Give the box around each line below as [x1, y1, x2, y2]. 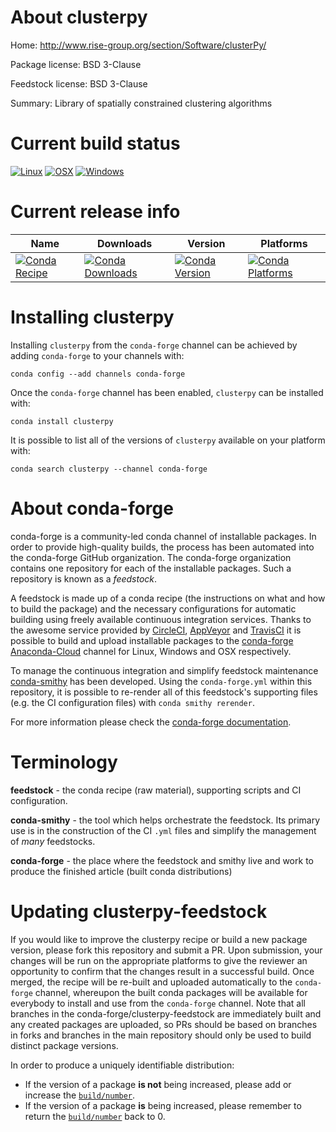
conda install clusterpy [10, 416, 114, 426]
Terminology [10, 751, 118, 773]
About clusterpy [10, 6, 148, 29]
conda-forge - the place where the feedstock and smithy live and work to [10, 854, 314, 866]
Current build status [10, 132, 181, 155]
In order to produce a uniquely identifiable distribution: [10, 1059, 235, 1071]
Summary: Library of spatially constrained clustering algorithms [10, 97, 273, 109]
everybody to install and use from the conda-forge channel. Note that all [10, 997, 306, 1009]
